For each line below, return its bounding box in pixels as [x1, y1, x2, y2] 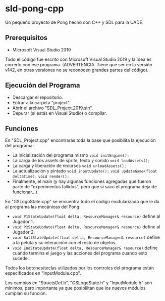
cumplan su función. [5, 290, 47, 297]
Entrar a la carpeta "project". [12, 99, 71, 105]
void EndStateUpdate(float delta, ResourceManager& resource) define [12, 245, 158, 251]
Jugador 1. [12, 218, 34, 225]
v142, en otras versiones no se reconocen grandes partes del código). [5, 67, 149, 73]
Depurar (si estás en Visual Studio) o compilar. [12, 110, 108, 116]
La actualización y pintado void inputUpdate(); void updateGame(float [12, 168, 158, 174]
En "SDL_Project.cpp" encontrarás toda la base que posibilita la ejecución [5, 137, 156, 143]
